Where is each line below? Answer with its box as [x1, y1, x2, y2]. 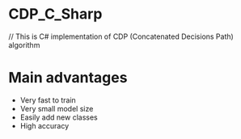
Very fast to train [19, 95, 77, 105]
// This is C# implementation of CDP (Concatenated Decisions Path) [8, 32, 235, 41]
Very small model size [19, 103, 94, 113]
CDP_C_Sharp [8, 5, 103, 23]
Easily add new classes [19, 112, 99, 122]
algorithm [8, 40, 40, 49]
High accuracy [19, 120, 70, 130]
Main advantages [8, 69, 128, 87]
